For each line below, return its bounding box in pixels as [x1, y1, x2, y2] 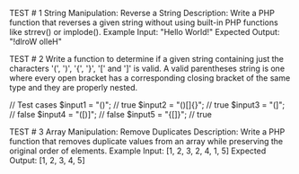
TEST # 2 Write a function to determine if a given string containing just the [9, 54, 285, 64]
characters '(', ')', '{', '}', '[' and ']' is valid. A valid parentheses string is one [9, 63, 286, 74]
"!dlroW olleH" [9, 36, 63, 47]
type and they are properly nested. [9, 83, 138, 92]
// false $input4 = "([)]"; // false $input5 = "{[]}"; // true [9, 109, 213, 119]
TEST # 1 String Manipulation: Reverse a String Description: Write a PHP [9, 8, 276, 18]
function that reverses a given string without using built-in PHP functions [9, 17, 278, 28]
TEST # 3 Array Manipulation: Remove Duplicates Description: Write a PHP [9, 126, 286, 137]
